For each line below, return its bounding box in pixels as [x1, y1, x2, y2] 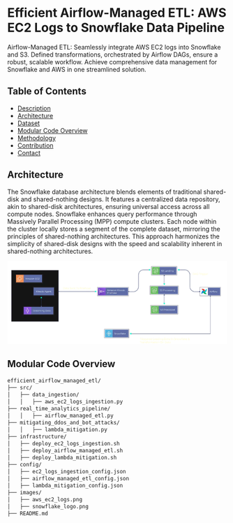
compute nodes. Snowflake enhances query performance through [7, 210, 197, 218]
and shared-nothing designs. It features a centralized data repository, [20, 194, 220, 203]
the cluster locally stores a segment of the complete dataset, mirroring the [7, 224, 221, 233]
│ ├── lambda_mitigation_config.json [7, 482, 123, 489]
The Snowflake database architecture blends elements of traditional [7, 187, 202, 196]
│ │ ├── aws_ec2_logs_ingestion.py [7, 399, 123, 406]
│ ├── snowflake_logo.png [7, 503, 89, 510]
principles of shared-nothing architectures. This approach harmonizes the [7, 232, 220, 241]
